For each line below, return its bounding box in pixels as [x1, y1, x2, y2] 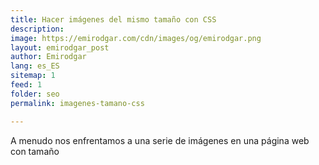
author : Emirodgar [10, 52, 87, 62]
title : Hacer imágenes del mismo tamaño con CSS [10, 14, 217, 25]
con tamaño [10, 145, 60, 157]
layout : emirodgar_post [10, 42, 110, 53]
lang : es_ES [10, 61, 60, 71]
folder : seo [10, 89, 60, 99]
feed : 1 [10, 80, 43, 90]
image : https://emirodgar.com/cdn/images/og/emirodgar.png [10, 33, 262, 43]
